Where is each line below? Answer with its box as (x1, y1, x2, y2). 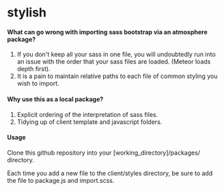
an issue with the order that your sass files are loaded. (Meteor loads (16, 58, 211, 66)
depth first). (16, 65, 51, 73)
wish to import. (16, 79, 59, 88)
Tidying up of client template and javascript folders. (16, 118, 163, 126)
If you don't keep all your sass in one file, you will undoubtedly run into (16, 50, 216, 59)
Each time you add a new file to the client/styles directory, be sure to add (7, 169, 213, 177)
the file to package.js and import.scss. (7, 176, 115, 184)
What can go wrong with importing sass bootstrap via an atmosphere (7, 27, 208, 36)
